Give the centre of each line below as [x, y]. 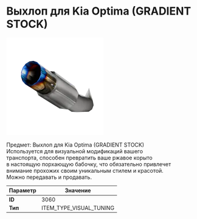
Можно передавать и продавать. [49, 177]
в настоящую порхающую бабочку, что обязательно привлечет [89, 164]
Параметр [22, 190]
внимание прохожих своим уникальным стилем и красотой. [85, 170]
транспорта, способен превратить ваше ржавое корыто [80, 158]
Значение [78, 190]
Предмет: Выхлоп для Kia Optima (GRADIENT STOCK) [75, 145]
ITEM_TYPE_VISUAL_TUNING [78, 207]
